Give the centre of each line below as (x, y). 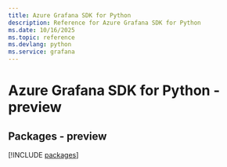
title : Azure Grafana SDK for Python (70, 15)
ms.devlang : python (40, 45)
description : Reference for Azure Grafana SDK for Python (104, 23)
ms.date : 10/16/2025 (42, 30)
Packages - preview (58, 136)
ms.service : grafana (42, 52)
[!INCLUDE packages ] (43, 155)
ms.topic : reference (42, 37)
